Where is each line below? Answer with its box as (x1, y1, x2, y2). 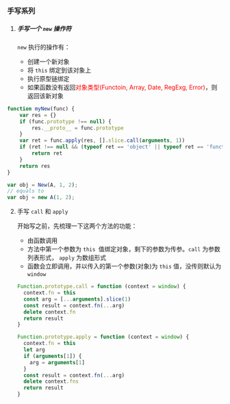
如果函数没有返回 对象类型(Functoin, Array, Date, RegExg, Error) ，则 (27, 83, 218, 91)
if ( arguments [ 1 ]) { (23, 353, 82, 359)
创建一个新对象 (27, 57, 70, 66)
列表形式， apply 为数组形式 (27, 253, 107, 262)
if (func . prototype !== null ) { (19, 118, 112, 125)
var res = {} (19, 112, 57, 118)
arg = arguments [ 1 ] (29, 359, 86, 366)
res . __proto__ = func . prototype (31, 125, 125, 131)
